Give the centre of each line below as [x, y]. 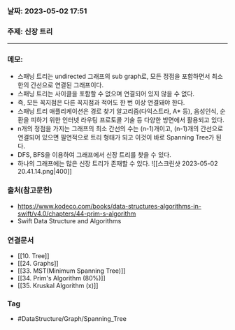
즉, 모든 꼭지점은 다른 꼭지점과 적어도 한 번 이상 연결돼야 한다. [101, 102]
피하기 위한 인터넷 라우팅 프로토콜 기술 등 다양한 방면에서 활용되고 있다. [128, 119]
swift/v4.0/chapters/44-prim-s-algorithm [77, 213]
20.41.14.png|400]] [44, 171]
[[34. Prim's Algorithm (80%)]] [62, 278]
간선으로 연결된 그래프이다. [67, 84]
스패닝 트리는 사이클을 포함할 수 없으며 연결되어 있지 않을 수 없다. [106, 93]
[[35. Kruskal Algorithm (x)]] [58, 286]
